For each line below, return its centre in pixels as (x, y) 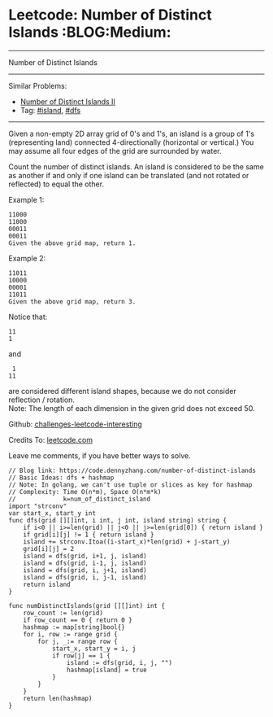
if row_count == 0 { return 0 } (78, 620)
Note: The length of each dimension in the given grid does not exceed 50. (132, 408)
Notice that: (28, 317)
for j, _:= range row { (78, 641)
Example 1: (26, 199)
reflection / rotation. (42, 400)
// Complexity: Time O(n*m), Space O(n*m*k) (85, 492)
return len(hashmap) (58, 698)
